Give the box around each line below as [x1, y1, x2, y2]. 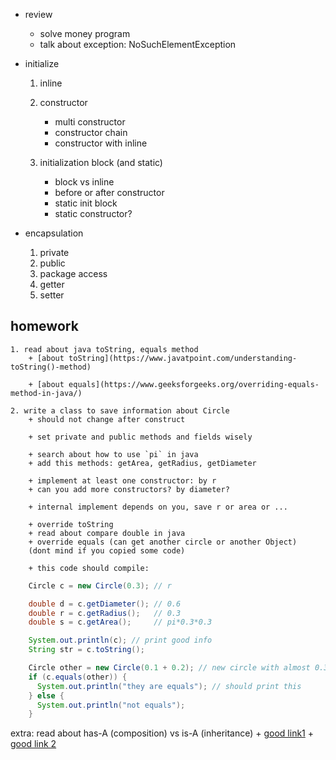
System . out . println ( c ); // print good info [28, 635, 213, 646]
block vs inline [54, 176, 115, 188]
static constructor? [54, 208, 133, 219]
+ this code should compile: [28, 563, 150, 573]
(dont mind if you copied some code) [28, 545, 186, 556]
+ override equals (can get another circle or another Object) [28, 537, 298, 547]
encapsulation [24, 227, 84, 239]
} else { [28, 690, 65, 701]
